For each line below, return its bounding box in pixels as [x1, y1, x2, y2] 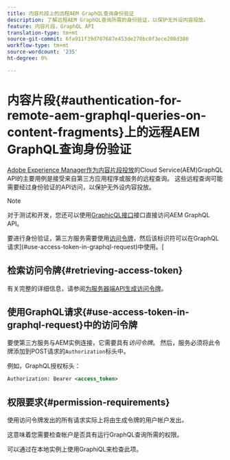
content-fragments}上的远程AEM [7, 124, 200, 140]
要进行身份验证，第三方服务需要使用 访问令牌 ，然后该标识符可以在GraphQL [7, 234, 220, 242]
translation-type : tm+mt [7, 29, 78, 36]
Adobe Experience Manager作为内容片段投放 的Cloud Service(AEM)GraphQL [7, 166, 223, 174]
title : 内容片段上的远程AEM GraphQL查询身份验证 [7, 10, 135, 17]
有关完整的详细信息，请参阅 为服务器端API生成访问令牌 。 [7, 284, 168, 292]
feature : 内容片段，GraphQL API [7, 23, 95, 30]
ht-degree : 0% [7, 55, 48, 62]
